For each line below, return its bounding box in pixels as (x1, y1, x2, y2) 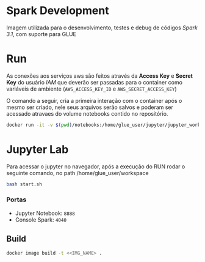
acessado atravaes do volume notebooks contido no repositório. (6, 110, 168, 117)
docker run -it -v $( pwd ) (6, 122, 72, 128)
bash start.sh (6, 181, 43, 187)
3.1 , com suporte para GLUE (6, 30, 76, 37)
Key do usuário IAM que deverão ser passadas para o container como (6, 78, 183, 86)
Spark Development (6, 4, 109, 18)
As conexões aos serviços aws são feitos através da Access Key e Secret (6, 72, 193, 80)
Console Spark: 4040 (15, 215, 67, 223)
